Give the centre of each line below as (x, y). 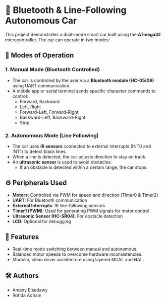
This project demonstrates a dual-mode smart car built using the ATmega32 (83, 34)
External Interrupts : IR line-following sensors (58, 205)
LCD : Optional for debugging (42, 221)
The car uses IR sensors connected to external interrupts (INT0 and (82, 146)
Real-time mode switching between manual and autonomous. (75, 249)
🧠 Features (22, 237)
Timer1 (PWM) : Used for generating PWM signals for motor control (81, 211)
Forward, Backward (40, 101)
